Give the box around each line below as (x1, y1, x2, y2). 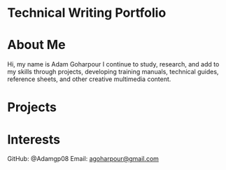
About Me (7, 37, 66, 53)
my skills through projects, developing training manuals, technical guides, (7, 68, 219, 76)
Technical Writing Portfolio (7, 5, 167, 21)
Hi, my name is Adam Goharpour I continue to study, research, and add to (7, 60, 220, 69)
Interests (7, 132, 61, 148)
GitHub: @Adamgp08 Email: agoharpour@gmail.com (7, 155, 160, 163)
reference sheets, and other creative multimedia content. (7, 75, 171, 83)
